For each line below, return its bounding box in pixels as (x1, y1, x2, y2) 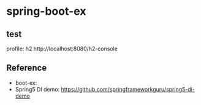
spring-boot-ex (6, 4, 86, 18)
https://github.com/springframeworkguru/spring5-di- (61, 85, 195, 93)
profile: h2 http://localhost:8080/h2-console (6, 45, 118, 52)
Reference (6, 63, 47, 73)
